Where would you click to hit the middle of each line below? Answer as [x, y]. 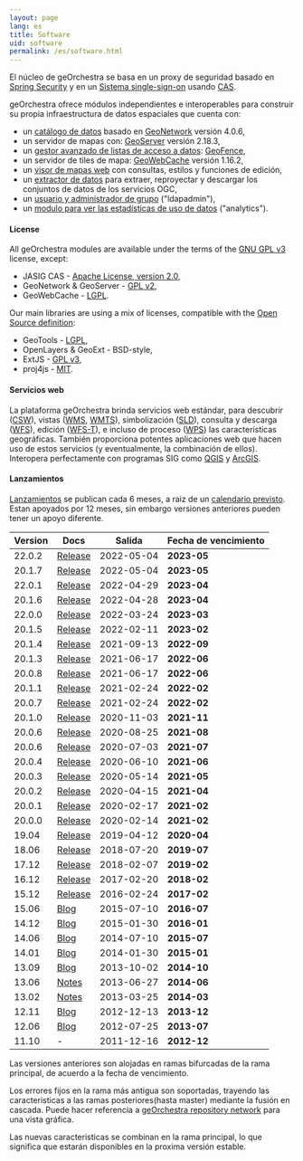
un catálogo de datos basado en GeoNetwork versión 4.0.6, [134, 131]
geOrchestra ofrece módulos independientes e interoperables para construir [151, 104]
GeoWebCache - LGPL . [66, 296]
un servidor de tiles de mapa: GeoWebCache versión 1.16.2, [133, 160]
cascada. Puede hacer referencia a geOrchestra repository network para [145, 1109]
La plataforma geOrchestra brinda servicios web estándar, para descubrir [146, 410]
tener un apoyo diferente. [57, 518]
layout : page [34, 18]
